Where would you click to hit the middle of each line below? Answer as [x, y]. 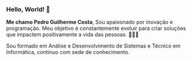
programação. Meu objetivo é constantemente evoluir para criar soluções [96, 28]
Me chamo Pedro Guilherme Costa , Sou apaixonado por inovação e [90, 22]
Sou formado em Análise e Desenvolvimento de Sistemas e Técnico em [93, 46]
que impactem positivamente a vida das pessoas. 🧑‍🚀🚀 [73, 35]
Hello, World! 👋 [28, 9]
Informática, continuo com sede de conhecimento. [68, 52]
